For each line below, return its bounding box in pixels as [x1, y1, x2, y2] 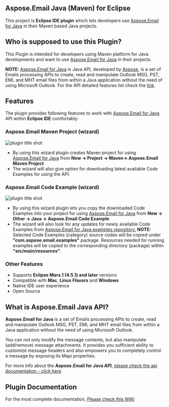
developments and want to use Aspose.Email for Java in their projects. [5, 56, 152, 62]
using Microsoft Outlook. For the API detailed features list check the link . [5, 82, 155, 88]
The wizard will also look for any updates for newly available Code [12, 221, 150, 227]
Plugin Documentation [5, 383, 77, 391]
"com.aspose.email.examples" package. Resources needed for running [12, 237, 164, 243]
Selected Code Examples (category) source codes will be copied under [12, 232, 161, 238]
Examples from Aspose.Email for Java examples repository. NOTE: [12, 227, 151, 233]
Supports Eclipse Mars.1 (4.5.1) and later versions [12, 272, 117, 278]
